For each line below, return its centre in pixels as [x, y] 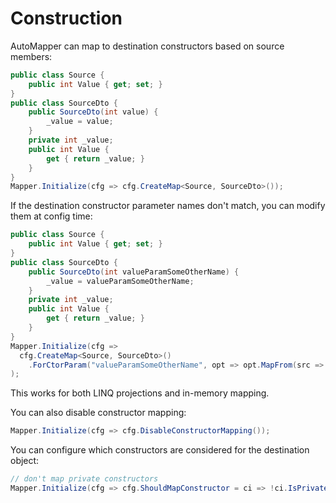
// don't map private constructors [84, 479]
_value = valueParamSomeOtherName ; [120, 281]
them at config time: [51, 216]
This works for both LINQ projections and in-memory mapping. [140, 393]
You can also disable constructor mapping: [98, 413]
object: [25, 461]
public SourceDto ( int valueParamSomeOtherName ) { [134, 272]
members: [31, 56]
